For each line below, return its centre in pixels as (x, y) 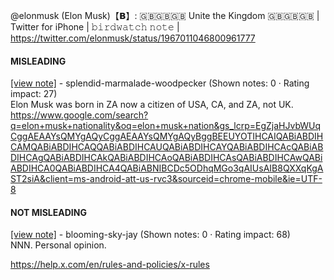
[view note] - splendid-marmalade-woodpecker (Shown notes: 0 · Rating (160, 83)
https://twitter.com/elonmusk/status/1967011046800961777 (133, 38)
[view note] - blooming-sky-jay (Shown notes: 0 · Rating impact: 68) (150, 235)
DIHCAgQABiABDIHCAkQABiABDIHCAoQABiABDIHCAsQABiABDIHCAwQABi (166, 158)
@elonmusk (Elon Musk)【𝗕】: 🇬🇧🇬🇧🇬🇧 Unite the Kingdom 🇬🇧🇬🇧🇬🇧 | (165, 15)
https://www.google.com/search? (79, 115)
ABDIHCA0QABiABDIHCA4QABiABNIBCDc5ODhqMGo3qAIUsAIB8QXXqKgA (167, 168)
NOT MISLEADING (48, 212)
